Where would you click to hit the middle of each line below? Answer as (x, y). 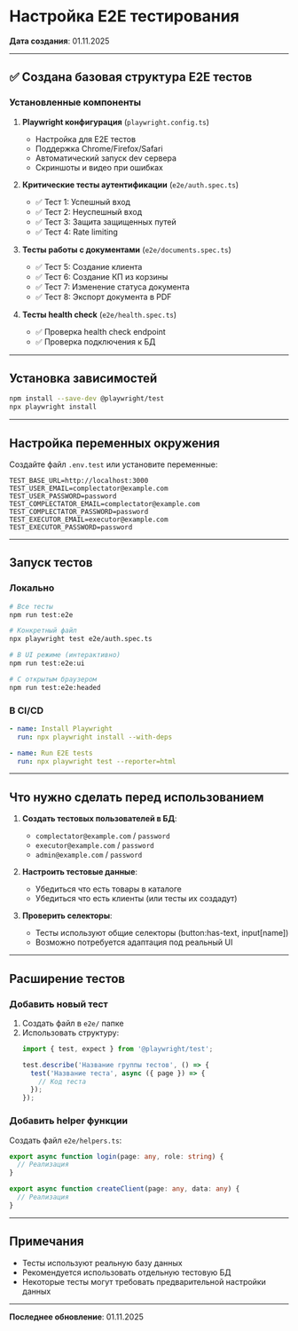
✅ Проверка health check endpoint (100, 331)
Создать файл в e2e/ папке (73, 1023)
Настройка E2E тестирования (124, 16)
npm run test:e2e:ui (47, 663)
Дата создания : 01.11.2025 (59, 41)
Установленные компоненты (75, 102)
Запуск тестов (51, 563)
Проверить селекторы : (67, 915)
